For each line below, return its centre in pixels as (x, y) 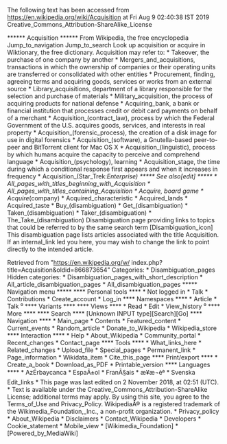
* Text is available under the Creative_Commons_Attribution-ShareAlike (107, 389)
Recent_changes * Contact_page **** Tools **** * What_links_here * (105, 343)
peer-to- (206, 140)
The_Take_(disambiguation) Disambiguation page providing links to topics (111, 220)
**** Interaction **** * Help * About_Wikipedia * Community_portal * (104, 335)
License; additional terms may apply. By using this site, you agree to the (109, 397)
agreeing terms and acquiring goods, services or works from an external (110, 81)
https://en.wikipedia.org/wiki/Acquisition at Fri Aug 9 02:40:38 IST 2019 (108, 17)
